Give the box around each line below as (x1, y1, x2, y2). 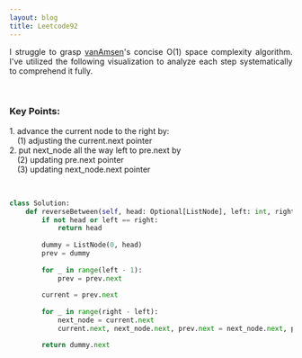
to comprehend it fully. (9, 65, 93, 76)
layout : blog (9, 13, 58, 22)
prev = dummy (41, 249, 91, 258)
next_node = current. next (57, 316, 155, 325)
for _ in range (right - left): (41, 308, 159, 317)
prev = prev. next (57, 273, 123, 283)
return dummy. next (41, 340, 111, 349)
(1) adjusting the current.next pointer (17, 135, 153, 146)
